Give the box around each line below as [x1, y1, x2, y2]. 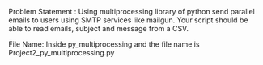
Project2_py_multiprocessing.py [8, 48, 115, 57]
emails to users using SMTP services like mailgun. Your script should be [8, 15, 248, 25]
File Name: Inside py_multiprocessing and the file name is [8, 39, 200, 49]
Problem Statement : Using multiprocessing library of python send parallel [8, 7, 255, 16]
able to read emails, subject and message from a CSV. [8, 24, 189, 33]
